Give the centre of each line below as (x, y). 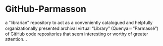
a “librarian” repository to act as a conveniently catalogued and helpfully (79, 23)
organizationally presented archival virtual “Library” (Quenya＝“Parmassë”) (82, 28)
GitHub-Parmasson (46, 9)
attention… (16, 39)
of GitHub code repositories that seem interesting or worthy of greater (77, 34)
